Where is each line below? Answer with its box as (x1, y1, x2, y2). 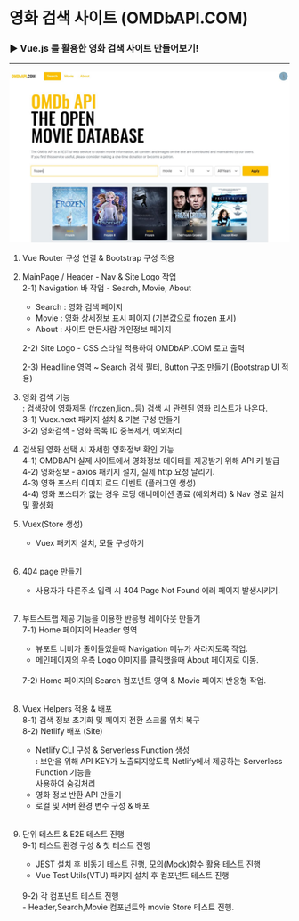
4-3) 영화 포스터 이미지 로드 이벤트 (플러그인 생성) (21, 477, 197, 488)
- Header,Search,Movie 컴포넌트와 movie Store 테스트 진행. (21, 901, 234, 912)
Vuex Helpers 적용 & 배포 (21, 703, 113, 713)
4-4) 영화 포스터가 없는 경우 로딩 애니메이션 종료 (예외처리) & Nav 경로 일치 (21, 488, 285, 499)
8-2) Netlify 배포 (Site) (21, 725, 103, 736)
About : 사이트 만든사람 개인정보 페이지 (35, 323, 172, 334)
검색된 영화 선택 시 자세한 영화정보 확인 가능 (21, 444, 175, 454)
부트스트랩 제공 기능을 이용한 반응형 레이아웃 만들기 (21, 613, 201, 624)
